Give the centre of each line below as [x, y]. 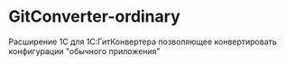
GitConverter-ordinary [95, 17]
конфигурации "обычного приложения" [84, 51]
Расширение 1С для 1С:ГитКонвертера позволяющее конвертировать [143, 42]
